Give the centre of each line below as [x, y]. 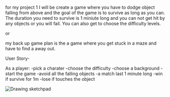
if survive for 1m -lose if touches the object [50, 79]
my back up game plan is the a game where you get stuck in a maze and [81, 43]
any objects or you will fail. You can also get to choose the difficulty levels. [83, 23]
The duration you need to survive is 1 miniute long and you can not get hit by [85, 18]
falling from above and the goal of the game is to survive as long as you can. [85, 13]
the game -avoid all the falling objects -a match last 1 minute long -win [89, 74]
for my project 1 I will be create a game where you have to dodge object [80, 7]
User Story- [18, 58]
